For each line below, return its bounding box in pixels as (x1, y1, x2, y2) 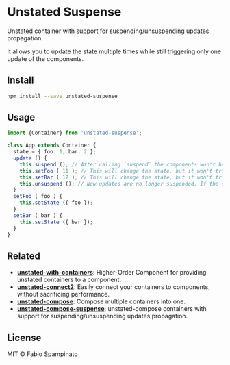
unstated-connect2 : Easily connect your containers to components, (16, 283, 210, 291)
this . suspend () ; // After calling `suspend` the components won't (19, 161, 216, 168)
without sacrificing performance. (16, 290, 110, 299)
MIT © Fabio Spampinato (7, 350, 78, 358)
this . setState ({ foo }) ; (19, 199, 94, 206)
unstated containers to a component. (16, 275, 122, 284)
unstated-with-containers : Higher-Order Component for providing (16, 268, 207, 277)
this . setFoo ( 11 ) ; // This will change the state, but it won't (19, 167, 213, 175)
